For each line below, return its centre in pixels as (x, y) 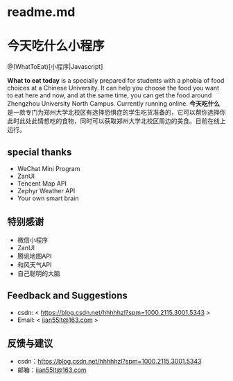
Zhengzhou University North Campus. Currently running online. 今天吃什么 (114, 104)
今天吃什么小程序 (56, 46)
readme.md (41, 12)
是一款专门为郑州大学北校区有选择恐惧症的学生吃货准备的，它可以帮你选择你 (116, 113)
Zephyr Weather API (46, 190)
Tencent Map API (42, 183)
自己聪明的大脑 (38, 273)
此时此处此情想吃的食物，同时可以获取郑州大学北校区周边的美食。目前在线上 (116, 121)
